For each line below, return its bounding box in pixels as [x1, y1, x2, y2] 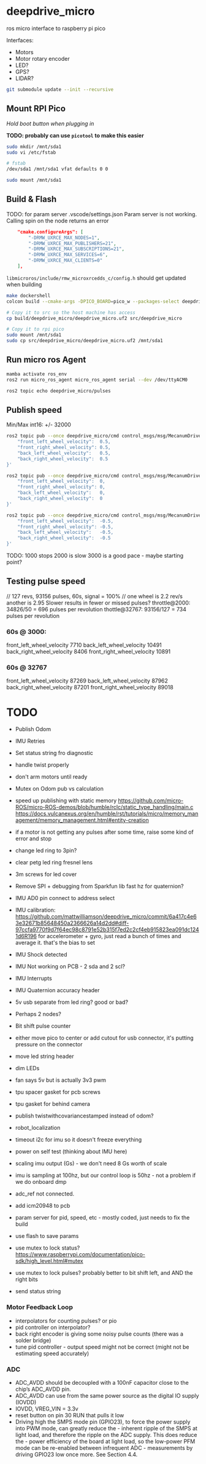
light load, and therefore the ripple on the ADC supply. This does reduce [15, 1431, 197, 1438]
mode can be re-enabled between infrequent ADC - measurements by [15, 1444, 193, 1451]
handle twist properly [15, 761, 69, 769]
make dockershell [6, 292, 51, 299]
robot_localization [15, 1124, 61, 1132]
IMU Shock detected [15, 951, 67, 958]
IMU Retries [15, 737, 45, 745]
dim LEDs [15, 1065, 40, 1072]
